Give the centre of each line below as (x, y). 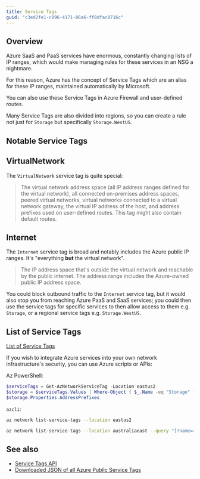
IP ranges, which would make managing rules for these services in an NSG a (100, 62)
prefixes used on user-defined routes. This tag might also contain (101, 212)
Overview (25, 41)
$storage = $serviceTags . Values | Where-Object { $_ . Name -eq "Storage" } (101, 392)
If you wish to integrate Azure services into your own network (82, 358)
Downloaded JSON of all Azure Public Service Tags (78, 470)
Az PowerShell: (25, 376)
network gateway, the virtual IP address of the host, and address (100, 206)
